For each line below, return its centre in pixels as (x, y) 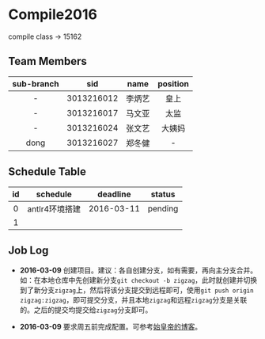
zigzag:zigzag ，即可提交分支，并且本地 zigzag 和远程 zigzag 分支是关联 (133, 300)
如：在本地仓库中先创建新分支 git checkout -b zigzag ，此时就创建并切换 (138, 280)
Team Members (47, 61)
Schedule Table (47, 172)
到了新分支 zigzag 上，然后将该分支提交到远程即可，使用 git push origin (137, 290)
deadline (114, 194)
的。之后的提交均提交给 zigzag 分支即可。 (86, 310)
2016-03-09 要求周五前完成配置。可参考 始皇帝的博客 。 (111, 327)
